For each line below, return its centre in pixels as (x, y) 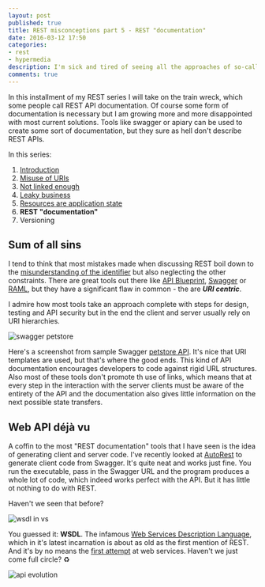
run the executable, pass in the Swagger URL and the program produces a (129, 471)
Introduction (39, 169)
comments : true (33, 74)
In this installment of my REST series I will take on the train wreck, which (125, 97)
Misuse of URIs (44, 178)
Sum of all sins (45, 245)
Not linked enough (50, 186)
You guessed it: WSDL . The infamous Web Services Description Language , (130, 534)
